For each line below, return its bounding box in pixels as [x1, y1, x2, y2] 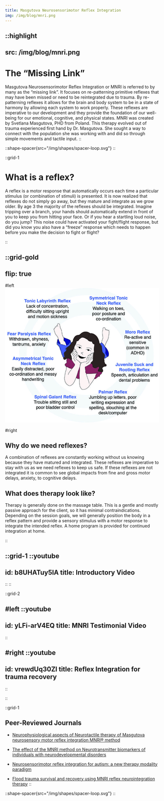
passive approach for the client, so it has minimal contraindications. [5, 508, 141, 513]
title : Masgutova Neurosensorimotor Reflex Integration [5, 8, 121, 13]
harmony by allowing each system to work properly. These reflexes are [5, 105, 148, 111]
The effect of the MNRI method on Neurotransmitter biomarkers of [12, 746, 146, 752]
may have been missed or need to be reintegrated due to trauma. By [5, 94, 143, 100]
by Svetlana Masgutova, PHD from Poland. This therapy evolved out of [5, 120, 147, 126]
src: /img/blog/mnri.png [5, 48, 80, 57]
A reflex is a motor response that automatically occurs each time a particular [5, 188, 159, 194]
